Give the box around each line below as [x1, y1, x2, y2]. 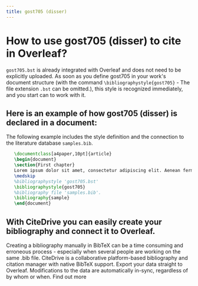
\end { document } [14, 200, 51, 207]
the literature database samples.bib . [6, 139, 93, 147]
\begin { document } [14, 157, 57, 162]
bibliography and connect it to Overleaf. [6, 226, 156, 236]
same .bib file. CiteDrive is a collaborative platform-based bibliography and [6, 254, 188, 261]
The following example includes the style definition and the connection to [6, 134, 184, 141]
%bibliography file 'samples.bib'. [14, 190, 101, 196]
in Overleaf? [6, 47, 68, 60]
